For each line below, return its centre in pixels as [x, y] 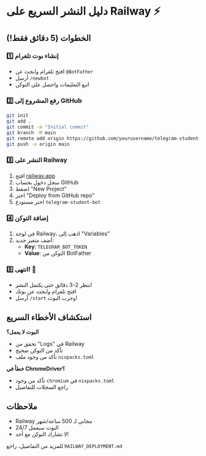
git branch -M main [31, 133]
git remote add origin [35, 138]
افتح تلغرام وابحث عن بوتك [46, 291]
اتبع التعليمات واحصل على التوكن [52, 84]
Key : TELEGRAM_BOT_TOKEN [56, 247]
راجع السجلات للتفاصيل [42, 387]
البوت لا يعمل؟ [23, 332]
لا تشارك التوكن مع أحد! [42, 434]
